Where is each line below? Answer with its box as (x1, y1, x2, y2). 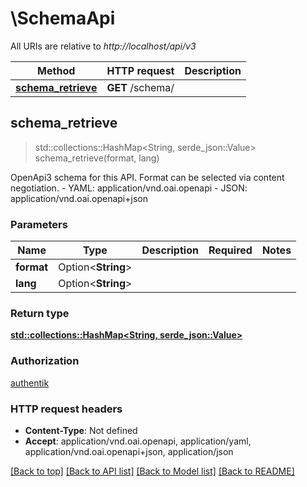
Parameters (10, 217, 68, 231)
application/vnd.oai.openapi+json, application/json (24, 445, 234, 457)
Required (208, 243, 253, 257)
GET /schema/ (106, 80, 175, 94)
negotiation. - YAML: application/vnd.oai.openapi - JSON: (10, 182, 248, 194)
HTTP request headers (10, 402, 123, 416)
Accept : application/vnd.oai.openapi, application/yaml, (24, 435, 252, 447)
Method (37, 63, 76, 77)
